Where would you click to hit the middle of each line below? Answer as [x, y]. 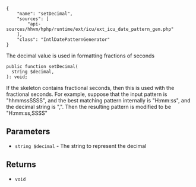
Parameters [28, 132]
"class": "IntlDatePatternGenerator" [64, 40]
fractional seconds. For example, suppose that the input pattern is [87, 94]
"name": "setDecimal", [45, 14]
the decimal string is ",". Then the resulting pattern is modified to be [88, 107]
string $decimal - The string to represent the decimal [80, 146]
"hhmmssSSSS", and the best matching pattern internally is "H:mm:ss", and [98, 100]
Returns [21, 165]
